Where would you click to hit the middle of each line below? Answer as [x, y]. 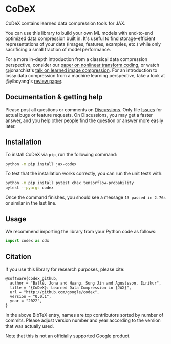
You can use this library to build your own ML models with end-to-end [79, 33]
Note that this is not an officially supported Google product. [68, 336]
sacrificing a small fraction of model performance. [58, 49]
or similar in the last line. [31, 203]
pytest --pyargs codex [29, 188]
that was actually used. [30, 326]
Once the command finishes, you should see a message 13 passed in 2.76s [86, 197]
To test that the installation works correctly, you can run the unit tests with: [84, 174]
